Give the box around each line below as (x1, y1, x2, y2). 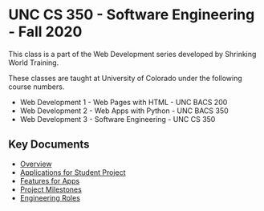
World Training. (8, 58, 59, 67)
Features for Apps (19, 176, 80, 185)
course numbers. (8, 82, 65, 91)
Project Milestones (19, 185, 82, 194)
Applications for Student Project (19, 167, 126, 177)
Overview (19, 159, 52, 168)
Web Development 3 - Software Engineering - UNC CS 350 (19, 114, 216, 124)
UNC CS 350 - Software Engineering (8, 6, 255, 24)
